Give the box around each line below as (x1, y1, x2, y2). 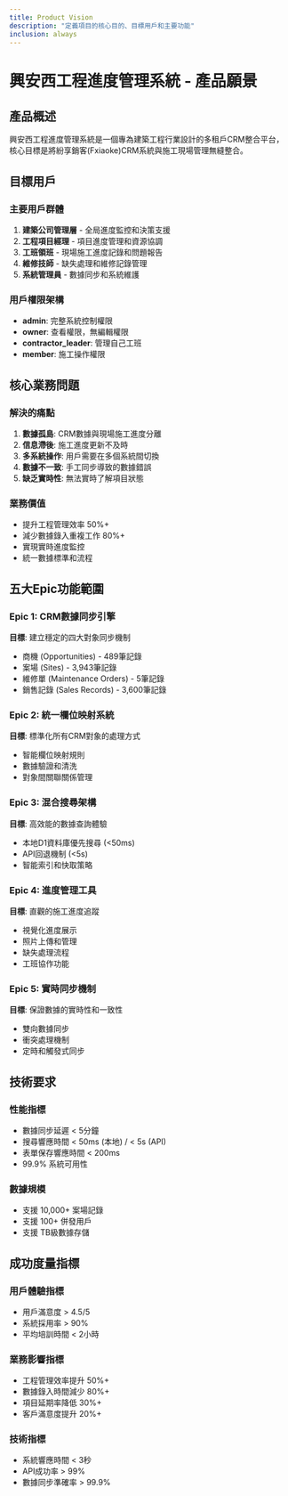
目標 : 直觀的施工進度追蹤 (9, 906, 100, 916)
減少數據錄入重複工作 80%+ (21, 531, 126, 541)
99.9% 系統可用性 (21, 1159, 89, 1169)
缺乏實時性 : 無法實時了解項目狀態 (21, 473, 144, 484)
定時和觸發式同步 (21, 1045, 85, 1056)
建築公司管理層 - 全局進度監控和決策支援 (21, 224, 172, 236)
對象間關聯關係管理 (21, 772, 93, 783)
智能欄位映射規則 (21, 750, 85, 760)
